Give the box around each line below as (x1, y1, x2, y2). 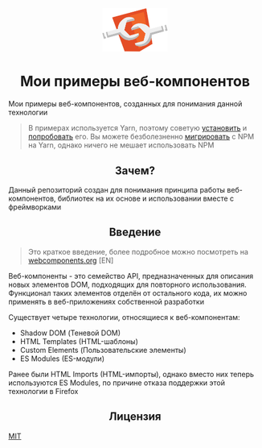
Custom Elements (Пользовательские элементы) (19, 345, 186, 355)
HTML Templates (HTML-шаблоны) (19, 336, 139, 346)
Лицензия (108, 410, 162, 424)
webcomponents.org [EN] (27, 255, 114, 265)
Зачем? (115, 164, 155, 177)
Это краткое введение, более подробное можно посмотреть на (27, 247, 249, 256)
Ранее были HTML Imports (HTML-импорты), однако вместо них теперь (8, 369, 255, 379)
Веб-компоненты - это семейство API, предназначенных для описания (8, 271, 254, 280)
